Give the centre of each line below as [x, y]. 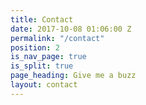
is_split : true [42, 66]
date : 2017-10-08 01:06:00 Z [71, 29]
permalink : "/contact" [57, 38]
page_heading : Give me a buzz [73, 76]
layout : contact [44, 85]
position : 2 [35, 47]
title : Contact [42, 19]
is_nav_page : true [48, 57]
